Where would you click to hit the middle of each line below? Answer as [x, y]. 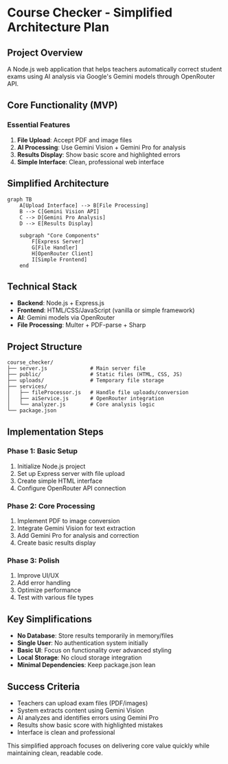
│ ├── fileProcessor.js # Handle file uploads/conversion [98, 393]
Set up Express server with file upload [71, 473]
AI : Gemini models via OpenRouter [66, 318]
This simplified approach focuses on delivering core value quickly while [108, 746]
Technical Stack [42, 286]
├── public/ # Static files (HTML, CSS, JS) [95, 375]
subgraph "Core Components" [59, 235]
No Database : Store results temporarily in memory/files [95, 636]
